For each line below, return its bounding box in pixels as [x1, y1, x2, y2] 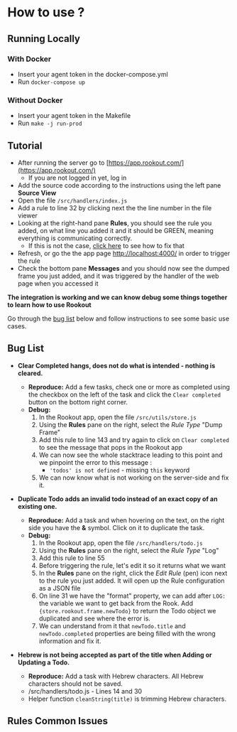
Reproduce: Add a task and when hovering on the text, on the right [28, 516, 225, 524]
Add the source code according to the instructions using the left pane [17, 181, 221, 189]
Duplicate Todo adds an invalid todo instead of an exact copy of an [17, 495, 218, 503]
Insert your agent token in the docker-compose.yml [17, 70, 168, 78]
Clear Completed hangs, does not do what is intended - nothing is [17, 361, 216, 370]
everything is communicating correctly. [17, 234, 133, 242]
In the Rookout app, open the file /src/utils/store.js [38, 413, 197, 421]
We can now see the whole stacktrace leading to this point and [38, 451, 223, 459]
